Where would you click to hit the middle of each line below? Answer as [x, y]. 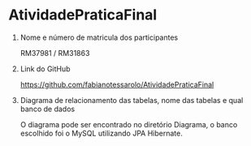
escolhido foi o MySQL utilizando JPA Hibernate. [101, 133]
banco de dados [48, 109]
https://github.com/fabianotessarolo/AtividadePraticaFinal [117, 84]
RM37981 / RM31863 [55, 53]
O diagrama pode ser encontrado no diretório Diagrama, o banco [129, 124]
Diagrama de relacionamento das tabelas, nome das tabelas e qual [132, 100]
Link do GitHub [45, 69]
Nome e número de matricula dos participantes [99, 37]
